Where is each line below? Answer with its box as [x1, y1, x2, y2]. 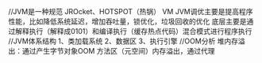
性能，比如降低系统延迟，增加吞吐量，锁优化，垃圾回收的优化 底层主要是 [8, 17, 247, 26]
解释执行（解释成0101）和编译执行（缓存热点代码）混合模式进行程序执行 [14, 27, 252, 35]
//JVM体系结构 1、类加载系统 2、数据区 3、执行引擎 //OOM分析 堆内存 [8, 36, 239, 46]
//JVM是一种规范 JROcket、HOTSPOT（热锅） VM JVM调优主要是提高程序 [8, 7, 253, 16]
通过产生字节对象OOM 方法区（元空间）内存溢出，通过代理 [21, 46, 215, 55]
